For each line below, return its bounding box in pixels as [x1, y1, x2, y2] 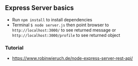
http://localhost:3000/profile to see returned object [12, 32, 121, 38]
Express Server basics [5, 4, 74, 12]
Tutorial [5, 44, 24, 51]
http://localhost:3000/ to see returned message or [12, 27, 116, 33]
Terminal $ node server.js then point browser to [12, 22, 110, 28]
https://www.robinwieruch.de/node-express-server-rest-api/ [12, 55, 133, 61]
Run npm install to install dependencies [12, 16, 93, 22]
